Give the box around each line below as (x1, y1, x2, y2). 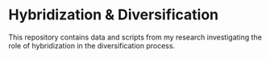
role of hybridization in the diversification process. (8, 40, 176, 50)
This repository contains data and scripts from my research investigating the (8, 32, 262, 42)
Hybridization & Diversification (8, 6, 219, 24)
